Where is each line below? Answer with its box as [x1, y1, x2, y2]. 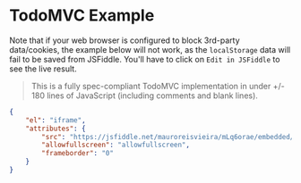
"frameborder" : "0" [41, 149, 115, 158]
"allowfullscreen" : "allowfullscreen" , [41, 140, 191, 150]
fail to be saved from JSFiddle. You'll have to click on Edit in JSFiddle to [9, 54, 280, 64]
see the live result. [9, 63, 78, 74]
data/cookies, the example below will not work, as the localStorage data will [9, 44, 291, 54]
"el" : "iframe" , [25, 115, 87, 125]
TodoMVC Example [9, 5, 155, 26]
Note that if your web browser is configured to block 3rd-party [9, 35, 240, 46]
